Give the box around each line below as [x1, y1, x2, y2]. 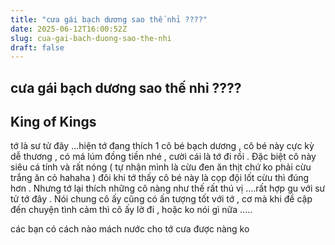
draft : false [10, 42, 65, 53]
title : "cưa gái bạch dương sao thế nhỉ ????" [10, 14, 208, 25]
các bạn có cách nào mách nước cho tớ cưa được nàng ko [10, 223, 250, 235]
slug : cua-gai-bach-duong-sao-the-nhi [10, 33, 172, 43]
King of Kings [10, 114, 97, 131]
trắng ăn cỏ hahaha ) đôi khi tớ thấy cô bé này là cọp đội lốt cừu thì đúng [10, 172, 310, 184]
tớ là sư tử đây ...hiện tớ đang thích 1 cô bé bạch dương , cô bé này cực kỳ [10, 140, 315, 152]
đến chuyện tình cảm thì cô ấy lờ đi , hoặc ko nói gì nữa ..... [10, 204, 253, 216]
